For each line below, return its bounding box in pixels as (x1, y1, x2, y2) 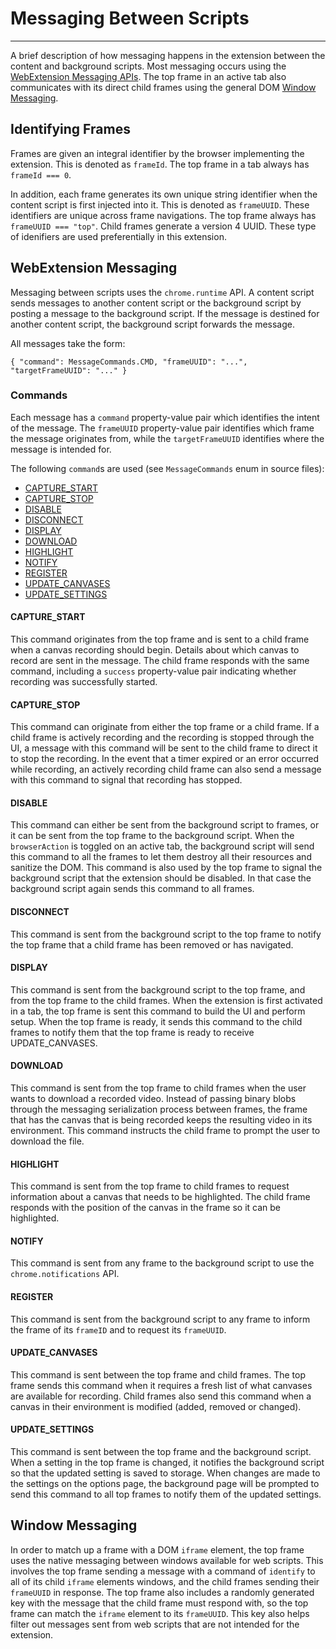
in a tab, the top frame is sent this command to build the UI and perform (10, 1005, 306, 1017)
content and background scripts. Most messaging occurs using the (10, 60, 287, 72)
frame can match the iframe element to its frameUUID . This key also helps (10, 1607, 310, 1619)
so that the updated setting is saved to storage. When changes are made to (10, 1467, 321, 1479)
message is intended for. (10, 443, 112, 455)
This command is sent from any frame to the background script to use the (10, 1257, 315, 1269)
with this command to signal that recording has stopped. (10, 774, 243, 786)
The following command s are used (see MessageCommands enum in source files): (10, 462, 325, 474)
